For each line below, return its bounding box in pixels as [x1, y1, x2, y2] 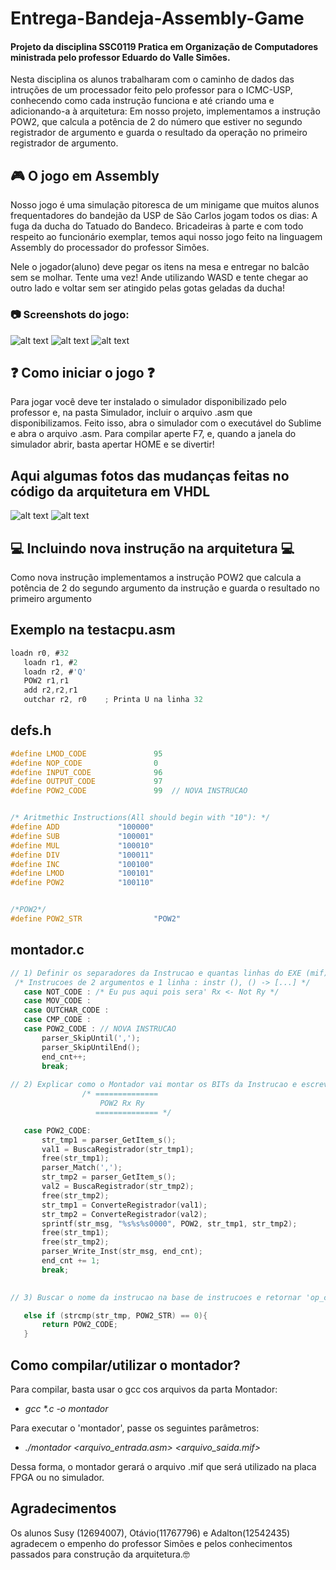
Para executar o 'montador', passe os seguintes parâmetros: [10, 1422, 260, 1434]
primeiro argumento [10, 592, 92, 604]
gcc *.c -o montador [24, 1402, 109, 1414]
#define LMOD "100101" [10, 868, 155, 879]
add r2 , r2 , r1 [23, 685, 78, 696]
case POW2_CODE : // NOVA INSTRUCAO [23, 1024, 177, 1034]
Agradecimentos [10, 1500, 117, 1517]
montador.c [10, 942, 85, 959]
